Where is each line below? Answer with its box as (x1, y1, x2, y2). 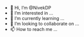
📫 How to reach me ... (10, 26, 58, 32)
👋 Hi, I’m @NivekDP (10, 5, 51, 10)
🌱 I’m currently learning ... (10, 15, 65, 21)
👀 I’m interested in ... (10, 10, 53, 16)
